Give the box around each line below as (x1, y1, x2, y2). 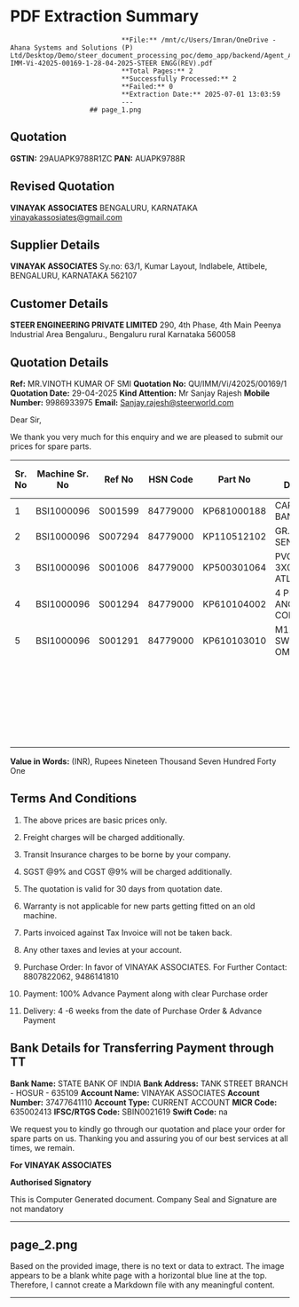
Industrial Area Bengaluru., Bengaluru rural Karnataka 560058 (10, 329, 236, 340)
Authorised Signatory (10, 1177, 92, 1187)
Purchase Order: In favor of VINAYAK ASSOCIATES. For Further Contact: (22, 961, 287, 972)
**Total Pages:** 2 (121, 67, 193, 75)
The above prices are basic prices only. (22, 815, 168, 825)
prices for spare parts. (10, 441, 92, 452)
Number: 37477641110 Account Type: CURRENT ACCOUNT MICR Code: (10, 1097, 278, 1107)
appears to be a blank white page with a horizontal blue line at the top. (10, 1271, 267, 1281)
